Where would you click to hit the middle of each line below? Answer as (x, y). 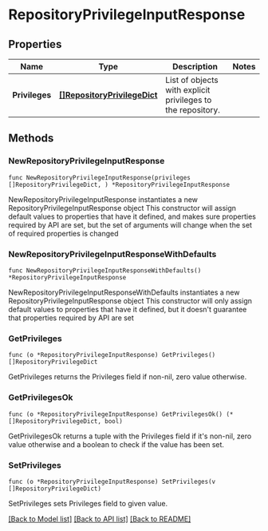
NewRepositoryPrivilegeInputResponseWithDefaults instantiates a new (124, 292)
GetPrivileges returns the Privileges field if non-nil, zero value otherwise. (128, 377)
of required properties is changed (63, 233)
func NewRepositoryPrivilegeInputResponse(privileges (100, 177)
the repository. (193, 110)
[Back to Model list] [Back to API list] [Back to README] (100, 519)
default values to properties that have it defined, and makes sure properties (132, 216)
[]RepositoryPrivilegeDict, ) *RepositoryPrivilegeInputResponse (119, 184)
